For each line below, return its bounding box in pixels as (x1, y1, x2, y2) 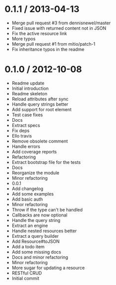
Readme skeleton (11, 90, 48, 96)
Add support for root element (11, 106, 72, 112)
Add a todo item (11, 243, 45, 249)
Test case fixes (11, 112, 43, 118)
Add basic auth (11, 196, 43, 202)
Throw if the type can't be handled (11, 207, 83, 213)
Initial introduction (11, 85, 49, 91)
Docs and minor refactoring (11, 254, 68, 260)
